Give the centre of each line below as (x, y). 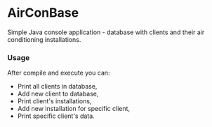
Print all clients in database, (57, 87)
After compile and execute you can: (59, 73)
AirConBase (43, 13)
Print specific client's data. (56, 116)
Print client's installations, (54, 101)
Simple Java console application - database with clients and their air (106, 32)
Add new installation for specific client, (74, 109)
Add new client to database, (58, 94)
